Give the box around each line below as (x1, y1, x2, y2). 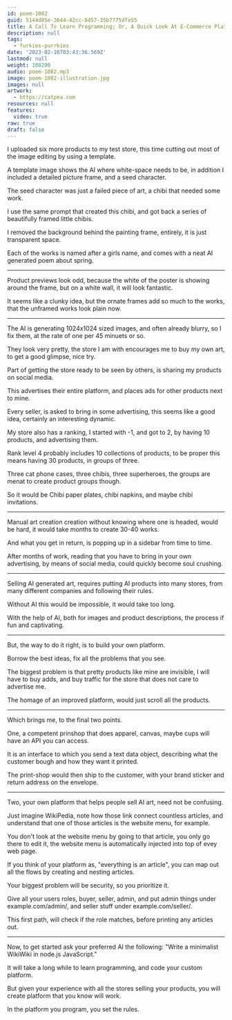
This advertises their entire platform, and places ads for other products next (7, 387, 223, 395)
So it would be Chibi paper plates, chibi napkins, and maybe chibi (7, 491, 193, 499)
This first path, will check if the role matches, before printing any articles (7, 915, 214, 924)
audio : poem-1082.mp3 (7, 68, 70, 75)
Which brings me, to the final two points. (7, 716, 123, 724)
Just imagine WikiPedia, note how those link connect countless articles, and (7, 811, 223, 820)
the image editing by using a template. (7, 152, 116, 161)
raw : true (7, 119, 36, 127)
